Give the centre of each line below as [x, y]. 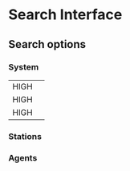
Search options [47, 44]
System [24, 67]
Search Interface [65, 15]
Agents [23, 157]
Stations [25, 136]
